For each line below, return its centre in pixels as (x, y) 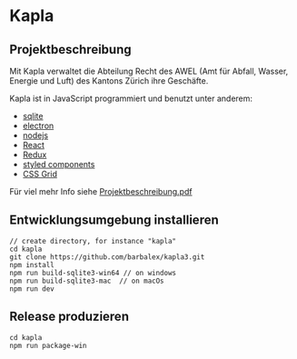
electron (38, 125)
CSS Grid (40, 174)
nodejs (35, 135)
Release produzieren (69, 317)
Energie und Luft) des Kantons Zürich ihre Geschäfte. (109, 81)
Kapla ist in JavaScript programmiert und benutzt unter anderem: (131, 98)
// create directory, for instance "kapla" (93, 241)
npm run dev (32, 289)
